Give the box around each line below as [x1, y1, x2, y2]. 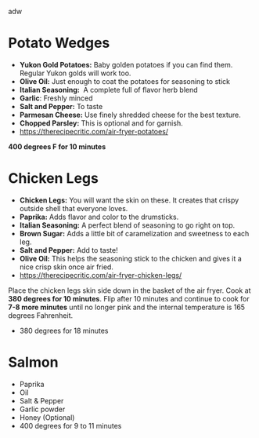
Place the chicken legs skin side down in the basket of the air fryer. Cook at [8, 286, 251, 295]
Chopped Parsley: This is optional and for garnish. [19, 118, 183, 128]
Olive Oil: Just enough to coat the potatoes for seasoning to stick [19, 76, 231, 86]
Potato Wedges [8, 35, 110, 52]
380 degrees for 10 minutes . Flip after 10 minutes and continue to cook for [8, 294, 250, 303]
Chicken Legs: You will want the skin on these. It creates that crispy [19, 195, 239, 205]
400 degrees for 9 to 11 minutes [19, 421, 122, 430]
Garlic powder [19, 404, 66, 414]
